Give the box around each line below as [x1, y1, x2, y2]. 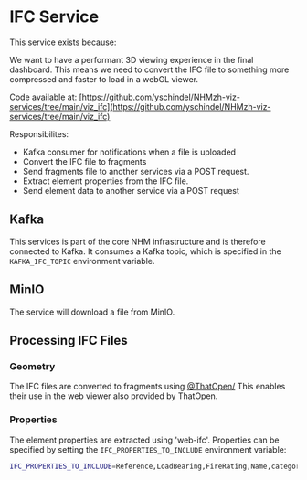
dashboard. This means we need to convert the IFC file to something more [9, 64, 290, 75]
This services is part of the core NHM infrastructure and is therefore [9, 236, 267, 247]
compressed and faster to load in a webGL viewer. [9, 73, 199, 84]
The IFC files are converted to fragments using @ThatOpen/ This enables [9, 381, 286, 392]
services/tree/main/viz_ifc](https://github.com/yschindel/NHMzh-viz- [9, 101, 271, 112]
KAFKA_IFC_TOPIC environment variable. [9, 255, 155, 266]
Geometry [9, 359, 56, 372]
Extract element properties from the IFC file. [22, 176, 189, 187]
